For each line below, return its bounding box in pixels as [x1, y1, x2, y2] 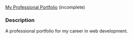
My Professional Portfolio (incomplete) [5, 4, 85, 10]
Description [5, 16, 35, 23]
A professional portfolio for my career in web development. [5, 28, 128, 34]
